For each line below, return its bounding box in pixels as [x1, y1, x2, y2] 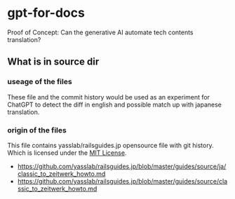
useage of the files [7, 77, 72, 87]
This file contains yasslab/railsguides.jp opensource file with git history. [7, 141, 214, 149]
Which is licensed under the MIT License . [7, 149, 127, 157]
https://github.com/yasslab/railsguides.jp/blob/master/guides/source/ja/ [17, 162, 227, 170]
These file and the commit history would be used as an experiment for [7, 92, 210, 101]
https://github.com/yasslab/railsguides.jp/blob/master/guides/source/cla [17, 177, 228, 185]
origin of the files [7, 125, 67, 135]
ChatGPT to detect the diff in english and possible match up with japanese [7, 100, 222, 109]
